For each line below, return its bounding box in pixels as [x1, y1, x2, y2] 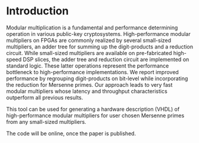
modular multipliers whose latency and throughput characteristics [6, 87, 168, 95]
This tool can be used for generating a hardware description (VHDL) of [6, 105, 180, 112]
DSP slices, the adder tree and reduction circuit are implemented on [23, 56, 189, 63]
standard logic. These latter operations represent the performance [6, 62, 169, 69]
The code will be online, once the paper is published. [6, 130, 136, 137]
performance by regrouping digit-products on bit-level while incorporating [6, 75, 188, 82]
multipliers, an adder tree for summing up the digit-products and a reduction [6, 43, 194, 50]
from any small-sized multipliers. [6, 118, 86, 125]
